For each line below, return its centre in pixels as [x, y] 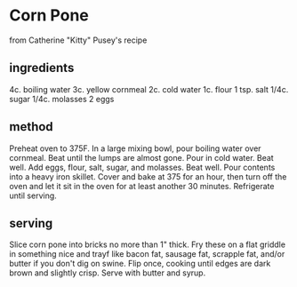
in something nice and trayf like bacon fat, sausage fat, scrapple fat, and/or [147, 254]
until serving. [33, 195]
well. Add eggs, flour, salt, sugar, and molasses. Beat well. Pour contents [142, 167]
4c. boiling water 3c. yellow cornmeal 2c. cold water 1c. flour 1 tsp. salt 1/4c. [149, 89]
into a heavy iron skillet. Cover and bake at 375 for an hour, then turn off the [148, 176]
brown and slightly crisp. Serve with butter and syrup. [108, 273]
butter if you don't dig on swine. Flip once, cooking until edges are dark [140, 264]
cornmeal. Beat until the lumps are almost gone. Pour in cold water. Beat [141, 157]
